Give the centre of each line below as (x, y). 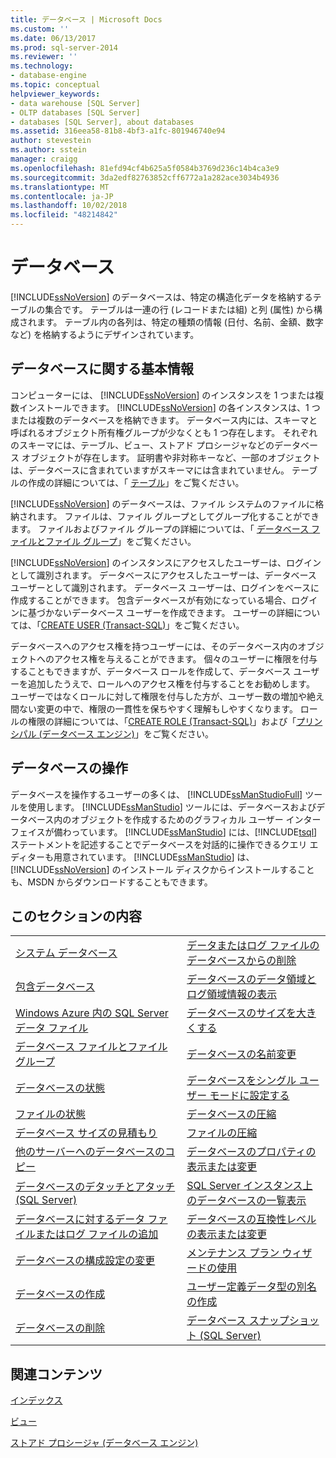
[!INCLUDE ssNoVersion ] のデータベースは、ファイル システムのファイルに (163, 503)
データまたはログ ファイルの (253, 946)
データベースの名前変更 (241, 1054)
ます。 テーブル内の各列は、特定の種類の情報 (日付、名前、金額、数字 (180, 322)
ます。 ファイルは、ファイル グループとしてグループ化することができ (178, 516)
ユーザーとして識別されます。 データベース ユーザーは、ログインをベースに (165, 587)
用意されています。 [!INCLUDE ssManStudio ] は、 (154, 857)
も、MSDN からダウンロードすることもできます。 (111, 882)
